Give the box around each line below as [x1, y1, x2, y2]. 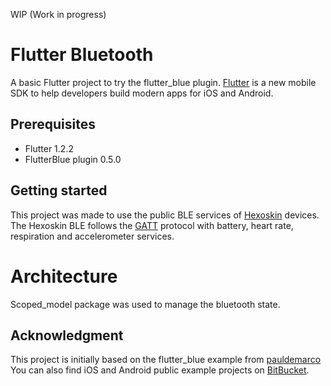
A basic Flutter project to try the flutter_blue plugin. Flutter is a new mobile [10, 76, 317, 88]
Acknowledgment [10, 327, 124, 344]
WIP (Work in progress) [10, 9, 107, 20]
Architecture [10, 265, 118, 288]
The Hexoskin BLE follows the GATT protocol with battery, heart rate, [10, 219, 294, 231]
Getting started [10, 182, 108, 199]
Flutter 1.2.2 [24, 142, 74, 154]
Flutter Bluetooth [10, 44, 154, 66]
